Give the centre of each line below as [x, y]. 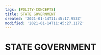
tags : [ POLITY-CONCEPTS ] [30, 9]
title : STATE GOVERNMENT [30, 14]
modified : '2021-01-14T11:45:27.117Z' [45, 23]
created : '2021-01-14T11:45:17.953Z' [44, 18]
